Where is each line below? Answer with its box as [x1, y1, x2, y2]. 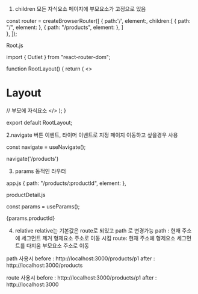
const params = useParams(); [6, 202, 80, 210]
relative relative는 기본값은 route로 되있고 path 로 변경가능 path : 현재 [14, 227, 181, 234]
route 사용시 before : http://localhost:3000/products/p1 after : [6, 274, 157, 281]
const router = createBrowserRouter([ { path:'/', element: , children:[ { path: [6, 17, 191, 24]
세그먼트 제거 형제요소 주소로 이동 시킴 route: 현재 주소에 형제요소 [21, 234, 176, 242]
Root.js [6, 42, 23, 49]
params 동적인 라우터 [14, 167, 66, 175]
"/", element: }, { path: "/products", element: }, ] [6, 23, 123, 31]
